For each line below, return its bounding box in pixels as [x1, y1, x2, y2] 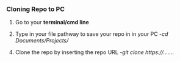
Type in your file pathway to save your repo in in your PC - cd [15, 30, 168, 38]
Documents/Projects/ [15, 37, 69, 44]
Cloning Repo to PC [6, 5, 65, 13]
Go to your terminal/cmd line [15, 19, 90, 26]
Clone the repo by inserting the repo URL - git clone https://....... [15, 49, 175, 56]
